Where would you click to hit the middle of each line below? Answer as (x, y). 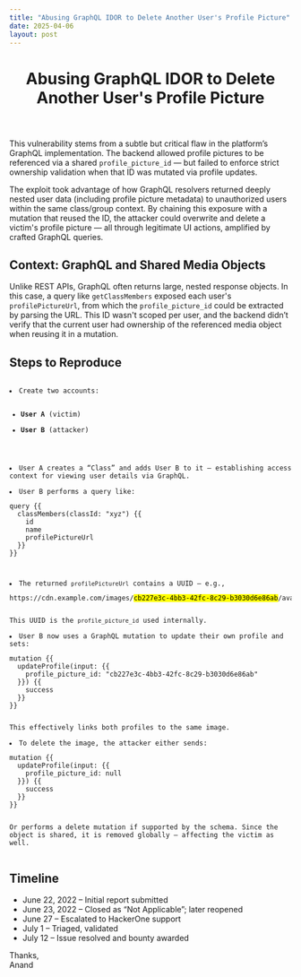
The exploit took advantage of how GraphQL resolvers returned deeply (140, 189)
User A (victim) (51, 415)
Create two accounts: (59, 391)
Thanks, (24, 955)
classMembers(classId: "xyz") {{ (80, 514)
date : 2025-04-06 (42, 26)
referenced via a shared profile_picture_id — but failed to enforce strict (144, 162)
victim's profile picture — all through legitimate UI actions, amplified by (140, 227)
